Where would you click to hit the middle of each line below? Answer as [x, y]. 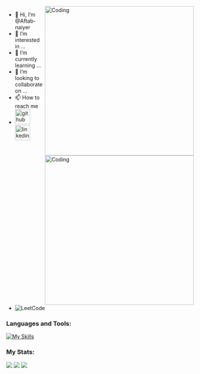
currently [26, 59]
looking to [27, 78]
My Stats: [20, 352]
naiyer [23, 27]
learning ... [28, 65]
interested [27, 40]
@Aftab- [25, 21]
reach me [26, 106]
